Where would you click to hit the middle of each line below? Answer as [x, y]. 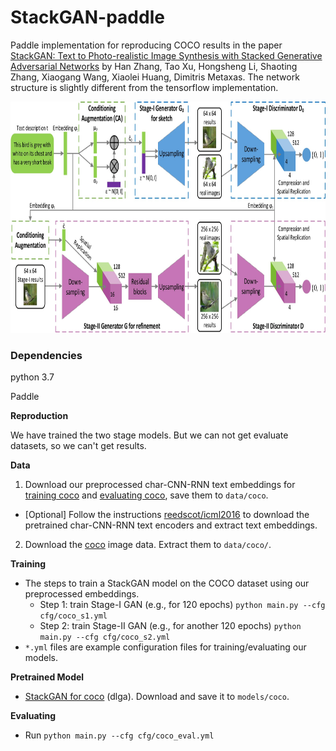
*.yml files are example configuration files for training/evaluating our [165, 647]
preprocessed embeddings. [82, 594]
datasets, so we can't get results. [78, 446]
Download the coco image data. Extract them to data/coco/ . [148, 545]
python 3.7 [32, 377]
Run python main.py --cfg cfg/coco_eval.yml [119, 735]
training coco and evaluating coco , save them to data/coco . [146, 495]
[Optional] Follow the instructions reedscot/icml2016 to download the [167, 515]
